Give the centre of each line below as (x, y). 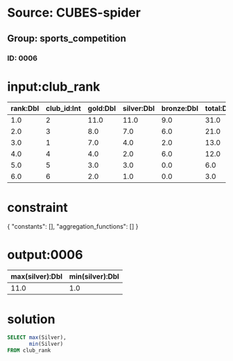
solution (31, 319)
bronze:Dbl (180, 109)
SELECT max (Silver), (37, 337)
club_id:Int (63, 109)
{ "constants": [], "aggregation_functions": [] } (73, 227)
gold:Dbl (102, 109)
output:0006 (45, 255)
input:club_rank (54, 86)
